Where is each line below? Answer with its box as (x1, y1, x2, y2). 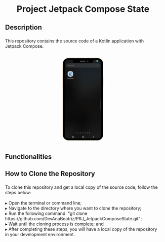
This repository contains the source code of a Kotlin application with (5, 38, 144, 44)
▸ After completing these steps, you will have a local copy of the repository (5, 226, 157, 232)
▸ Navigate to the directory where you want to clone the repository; (5, 205, 142, 211)
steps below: (5, 189, 31, 195)
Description (5, 23, 42, 32)
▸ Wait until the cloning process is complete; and (5, 221, 104, 227)
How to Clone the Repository (5, 169, 95, 178)
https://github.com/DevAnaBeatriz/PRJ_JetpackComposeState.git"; (5, 215, 142, 221)
